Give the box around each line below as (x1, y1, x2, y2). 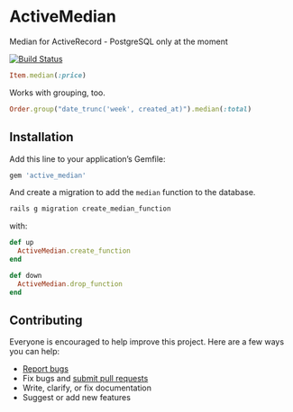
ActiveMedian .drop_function (17, 279, 124, 289)
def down (9, 271, 42, 280)
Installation (9, 130, 74, 145)
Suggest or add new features (22, 392, 131, 403)
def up (9, 238, 34, 247)
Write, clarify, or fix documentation (22, 382, 151, 393)
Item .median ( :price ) (9, 70, 87, 80)
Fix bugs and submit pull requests (22, 373, 149, 384)
